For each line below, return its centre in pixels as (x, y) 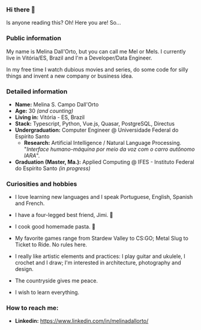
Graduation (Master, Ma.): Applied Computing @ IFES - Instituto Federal (105, 162)
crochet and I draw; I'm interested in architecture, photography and (98, 263)
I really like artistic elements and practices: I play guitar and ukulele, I (100, 256)
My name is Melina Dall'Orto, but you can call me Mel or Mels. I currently (96, 51)
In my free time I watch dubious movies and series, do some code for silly (97, 69)
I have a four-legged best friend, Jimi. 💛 (64, 215)
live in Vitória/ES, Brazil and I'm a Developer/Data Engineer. (79, 58)
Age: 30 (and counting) (44, 111)
